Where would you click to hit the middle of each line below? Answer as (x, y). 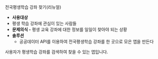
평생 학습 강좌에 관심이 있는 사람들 (44, 23)
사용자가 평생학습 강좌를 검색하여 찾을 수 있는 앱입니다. (57, 52)
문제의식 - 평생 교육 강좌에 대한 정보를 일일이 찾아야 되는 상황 (69, 29)
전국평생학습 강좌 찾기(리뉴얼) (33, 7)
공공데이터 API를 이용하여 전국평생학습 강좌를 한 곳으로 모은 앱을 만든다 (86, 42)
